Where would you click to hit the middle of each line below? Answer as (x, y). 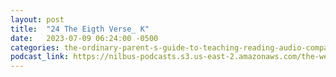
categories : (35, 47)
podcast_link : (40, 57)
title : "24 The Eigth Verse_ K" (80, 29)
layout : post (37, 19)
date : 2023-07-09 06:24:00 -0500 (84, 38)
